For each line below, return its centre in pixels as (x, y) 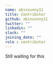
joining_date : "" (23, 38)
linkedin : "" (19, 28)
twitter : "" (17, 24)
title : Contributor (25, 14)
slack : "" (15, 33)
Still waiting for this (25, 56)
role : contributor (25, 42)
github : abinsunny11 (27, 19)
